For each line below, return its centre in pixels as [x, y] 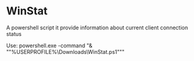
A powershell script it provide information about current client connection [97, 28]
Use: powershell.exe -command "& [49, 45]
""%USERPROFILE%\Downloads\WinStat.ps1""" [65, 51]
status [14, 33]
